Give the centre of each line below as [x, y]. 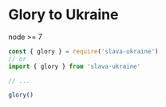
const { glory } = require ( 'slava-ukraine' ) [83, 51]
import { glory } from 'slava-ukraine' [75, 66]
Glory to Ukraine [63, 15]
